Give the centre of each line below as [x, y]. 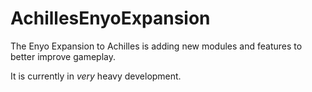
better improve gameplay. [63, 56]
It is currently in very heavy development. [96, 76]
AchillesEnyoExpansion [110, 18]
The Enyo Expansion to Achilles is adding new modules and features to [156, 46]
